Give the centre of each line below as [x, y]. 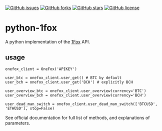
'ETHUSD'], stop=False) [30, 108]
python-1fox [31, 28]
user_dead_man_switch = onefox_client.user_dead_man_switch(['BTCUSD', [81, 104]
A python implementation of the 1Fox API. [47, 41]
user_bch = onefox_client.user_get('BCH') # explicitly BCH [69, 82]
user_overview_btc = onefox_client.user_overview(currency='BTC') [76, 91]
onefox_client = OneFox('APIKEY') [41, 69]
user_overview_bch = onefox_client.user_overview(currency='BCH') [76, 95]
